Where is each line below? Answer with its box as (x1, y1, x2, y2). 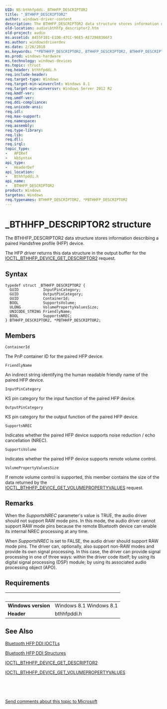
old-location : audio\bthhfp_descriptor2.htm (5, 26, 99, 31)
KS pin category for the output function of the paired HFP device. (5, 414, 139, 420)
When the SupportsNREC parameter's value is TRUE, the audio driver (5, 512, 148, 518)
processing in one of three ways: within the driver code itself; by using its (5, 554, 156, 560)
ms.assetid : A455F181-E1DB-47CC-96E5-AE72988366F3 (5, 35, 112, 40)
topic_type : (5, 146, 30, 151)
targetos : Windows (5, 192, 43, 197)
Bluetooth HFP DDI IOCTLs (5, 640, 60, 646)
